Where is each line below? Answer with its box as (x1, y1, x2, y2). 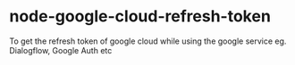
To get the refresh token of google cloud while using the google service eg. (9, 36, 287, 46)
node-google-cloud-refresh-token (9, 6, 271, 27)
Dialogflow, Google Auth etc (9, 45, 113, 55)
